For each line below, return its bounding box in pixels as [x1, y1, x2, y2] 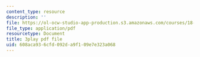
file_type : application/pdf [6, 25, 76, 31]
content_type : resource [6, 8, 65, 15]
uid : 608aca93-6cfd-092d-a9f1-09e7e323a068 [6, 42, 116, 48]
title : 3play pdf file [6, 36, 62, 42]
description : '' [6, 14, 46, 20]
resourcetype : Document [6, 31, 65, 37]
